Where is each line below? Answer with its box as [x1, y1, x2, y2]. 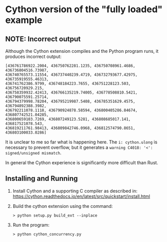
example [5, 14, 43, 26]
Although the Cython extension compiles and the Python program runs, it [5, 48, 159, 54]
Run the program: [12, 222, 50, 228]
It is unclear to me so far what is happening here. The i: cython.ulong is [5, 139, 158, 145]
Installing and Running [5, 174, 78, 183]
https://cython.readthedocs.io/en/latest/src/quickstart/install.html [12, 193, 150, 199]
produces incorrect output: [5, 53, 62, 59]
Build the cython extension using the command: [12, 203, 113, 209]
